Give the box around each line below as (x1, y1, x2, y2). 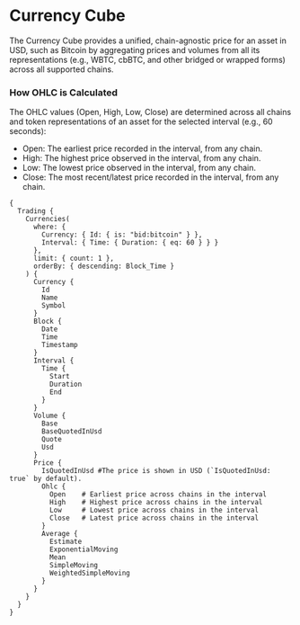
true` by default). (9, 474, 83, 484)
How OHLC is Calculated (9, 86, 119, 99)
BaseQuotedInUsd (41, 427, 102, 436)
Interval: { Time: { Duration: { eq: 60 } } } (41, 238, 219, 247)
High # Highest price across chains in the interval (49, 498, 263, 507)
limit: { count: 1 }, (32, 254, 115, 263)
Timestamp (41, 341, 78, 350)
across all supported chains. (9, 64, 114, 75)
